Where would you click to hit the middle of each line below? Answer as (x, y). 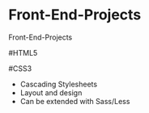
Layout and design (51, 92)
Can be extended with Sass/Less (75, 101)
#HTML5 (23, 52)
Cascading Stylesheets (59, 84)
